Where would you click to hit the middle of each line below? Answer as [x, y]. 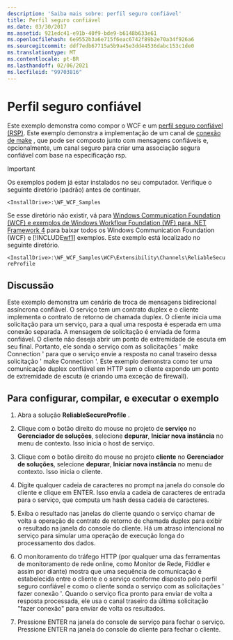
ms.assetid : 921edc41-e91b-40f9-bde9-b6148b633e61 [82, 33]
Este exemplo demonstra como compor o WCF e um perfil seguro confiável [115, 125]
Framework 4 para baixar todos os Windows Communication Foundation [111, 230]
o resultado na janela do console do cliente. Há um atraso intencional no [121, 528]
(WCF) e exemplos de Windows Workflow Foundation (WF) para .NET [107, 223]
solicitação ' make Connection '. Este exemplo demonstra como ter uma [110, 361]
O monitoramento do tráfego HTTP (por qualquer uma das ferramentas [119, 557]
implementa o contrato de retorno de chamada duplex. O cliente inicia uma [114, 317]
